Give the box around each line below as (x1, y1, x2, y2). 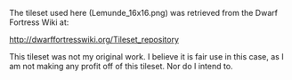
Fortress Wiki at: (9, 17, 69, 28)
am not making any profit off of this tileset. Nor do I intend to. (9, 61, 233, 71)
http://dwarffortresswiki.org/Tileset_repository (9, 35, 180, 44)
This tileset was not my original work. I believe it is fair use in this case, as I (9, 52, 284, 61)
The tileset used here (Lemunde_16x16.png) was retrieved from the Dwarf (9, 8, 279, 18)
